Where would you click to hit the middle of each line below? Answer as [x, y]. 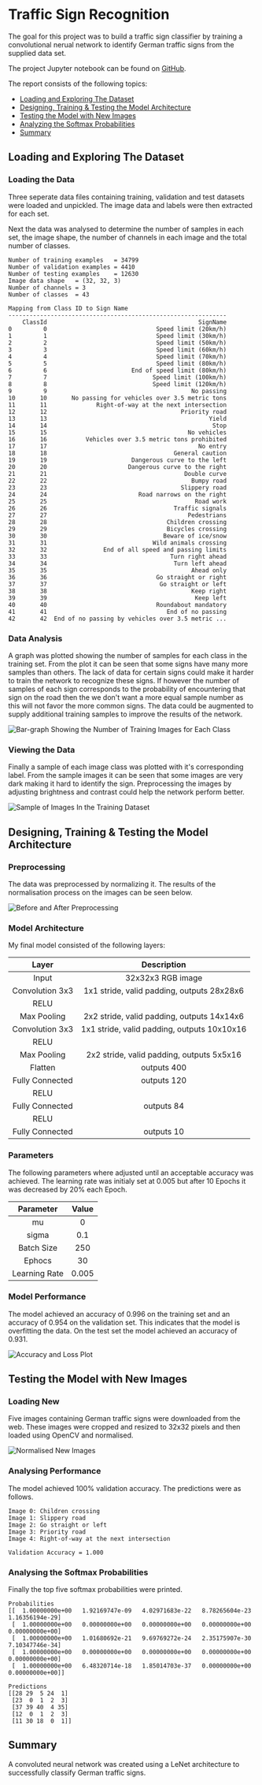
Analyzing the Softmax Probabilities [77, 124]
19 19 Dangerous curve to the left [117, 460]
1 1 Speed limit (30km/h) [117, 336]
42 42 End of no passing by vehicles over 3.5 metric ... [117, 619]
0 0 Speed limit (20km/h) [117, 329]
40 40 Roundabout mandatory [117, 604]
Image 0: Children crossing [54, 1511]
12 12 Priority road [117, 411]
